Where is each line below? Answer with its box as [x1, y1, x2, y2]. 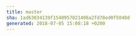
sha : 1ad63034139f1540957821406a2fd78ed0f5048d [6, 15, 130, 21]
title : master [6, 9, 43, 15]
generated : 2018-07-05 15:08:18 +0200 [6, 20, 105, 26]
